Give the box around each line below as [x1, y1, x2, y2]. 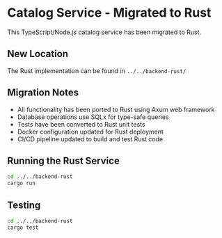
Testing [7, 199, 41, 211]
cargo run [7, 180, 36, 187]
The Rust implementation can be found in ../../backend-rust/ [7, 66, 187, 74]
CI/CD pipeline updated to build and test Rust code [17, 134, 164, 143]
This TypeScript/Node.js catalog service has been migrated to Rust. [7, 28, 202, 36]
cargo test [7, 224, 39, 231]
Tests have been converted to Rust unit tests [17, 120, 145, 128]
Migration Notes [7, 87, 79, 99]
